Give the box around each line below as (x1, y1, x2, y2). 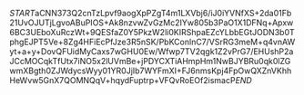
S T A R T (9, 8, 35, 18)
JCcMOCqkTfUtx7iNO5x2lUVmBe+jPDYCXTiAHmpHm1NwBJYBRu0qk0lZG (9, 56, 291, 66)
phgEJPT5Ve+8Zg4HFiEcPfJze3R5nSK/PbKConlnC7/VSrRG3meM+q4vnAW (9, 36, 296, 47)
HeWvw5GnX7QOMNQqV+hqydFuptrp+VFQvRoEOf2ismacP (9, 75, 236, 85)
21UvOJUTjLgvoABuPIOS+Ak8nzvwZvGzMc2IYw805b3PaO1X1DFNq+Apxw (9, 17, 294, 28)
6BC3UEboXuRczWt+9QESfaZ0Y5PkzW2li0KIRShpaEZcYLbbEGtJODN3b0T (9, 27, 295, 37)
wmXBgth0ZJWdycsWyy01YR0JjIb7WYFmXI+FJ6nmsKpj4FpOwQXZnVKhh (9, 65, 292, 76)
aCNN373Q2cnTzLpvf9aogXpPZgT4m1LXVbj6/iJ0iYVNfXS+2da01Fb (35, 8, 292, 18)
